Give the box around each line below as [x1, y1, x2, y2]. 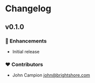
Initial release [12, 48, 40, 54]
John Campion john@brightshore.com [12, 72, 91, 78]
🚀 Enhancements [5, 38, 47, 44]
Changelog [5, 3, 51, 14]
